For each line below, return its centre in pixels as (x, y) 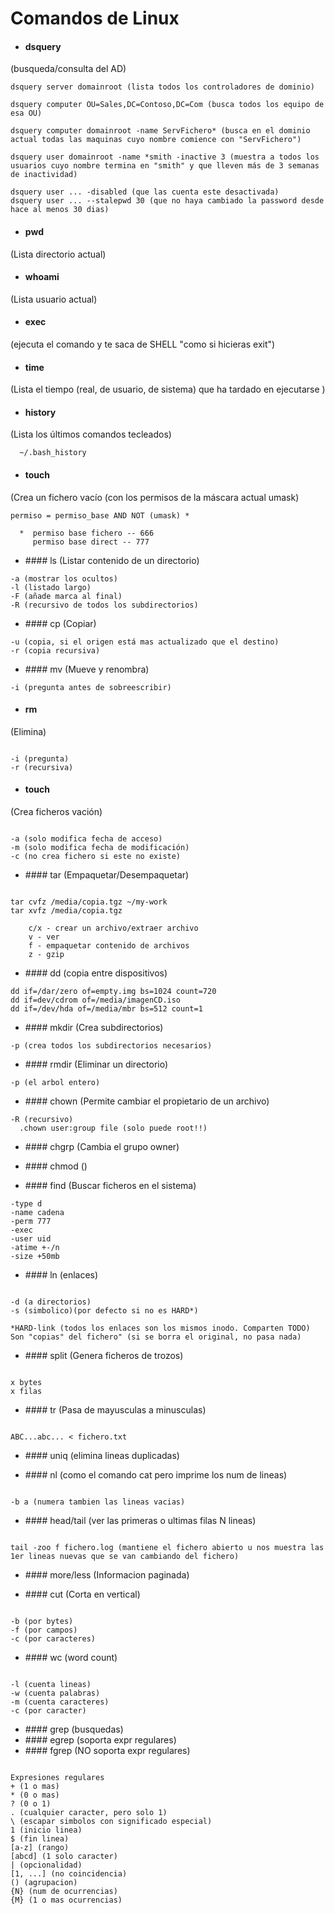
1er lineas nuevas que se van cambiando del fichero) (125, 1557)
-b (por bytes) (42, 1622)
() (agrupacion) (44, 1883)
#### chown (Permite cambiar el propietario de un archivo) (147, 1101)
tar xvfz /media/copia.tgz (66, 911)
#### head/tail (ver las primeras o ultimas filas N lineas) (140, 1521)
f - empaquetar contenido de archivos (109, 946)
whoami (42, 277)
